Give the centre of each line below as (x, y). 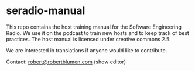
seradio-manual (46, 11)
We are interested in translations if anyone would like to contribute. (87, 50)
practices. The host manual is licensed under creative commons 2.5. (88, 39)
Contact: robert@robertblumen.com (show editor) (66, 62)
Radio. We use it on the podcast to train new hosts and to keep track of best (97, 33)
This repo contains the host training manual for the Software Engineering (94, 27)
